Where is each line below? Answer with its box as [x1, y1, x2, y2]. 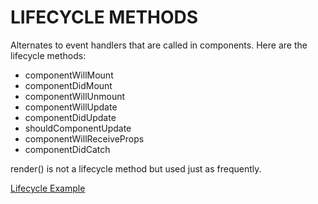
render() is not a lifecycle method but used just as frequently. [10, 162, 262, 175]
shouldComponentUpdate [24, 122, 132, 134]
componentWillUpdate [24, 101, 118, 113]
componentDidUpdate [24, 111, 117, 123]
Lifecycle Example [10, 182, 86, 194]
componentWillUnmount [24, 90, 126, 102]
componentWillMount [24, 69, 114, 81]
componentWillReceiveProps [24, 132, 145, 145]
